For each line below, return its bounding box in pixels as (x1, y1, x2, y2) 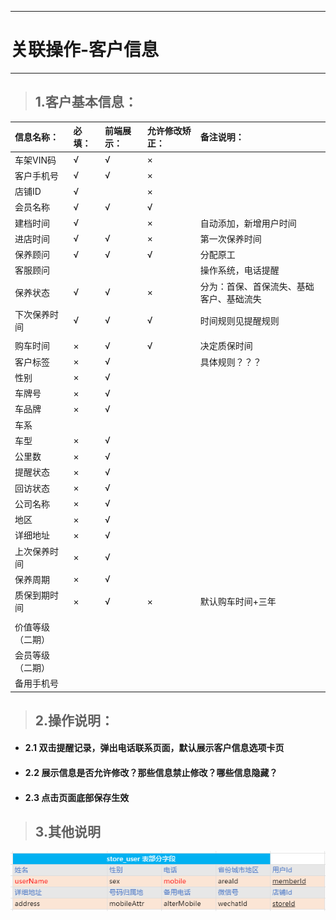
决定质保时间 (199, 340, 253, 352)
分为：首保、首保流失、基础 (199, 280, 315, 292)
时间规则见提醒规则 (199, 314, 280, 326)
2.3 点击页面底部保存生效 (24, 791, 130, 803)
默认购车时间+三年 (199, 596, 277, 607)
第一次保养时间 (199, 232, 262, 245)
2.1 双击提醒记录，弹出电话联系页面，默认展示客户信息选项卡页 (24, 742, 285, 754)
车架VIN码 (14, 154, 57, 166)
